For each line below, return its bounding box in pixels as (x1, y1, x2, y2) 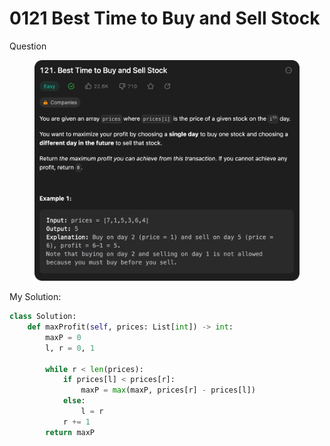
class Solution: (9, 312, 77, 322)
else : (62, 396, 86, 406)
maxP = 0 (45, 332, 82, 342)
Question (9, 40, 47, 52)
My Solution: (9, 291, 62, 303)
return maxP (45, 427, 96, 437)
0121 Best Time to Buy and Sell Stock (9, 7, 321, 30)
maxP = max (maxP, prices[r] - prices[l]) (80, 385, 256, 396)
